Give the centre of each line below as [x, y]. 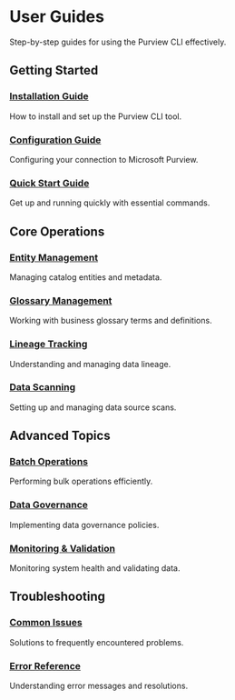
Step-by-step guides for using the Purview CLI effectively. [118, 42]
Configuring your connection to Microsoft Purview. [104, 159]
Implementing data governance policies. [84, 525]
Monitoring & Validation [63, 548]
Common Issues [46, 623]
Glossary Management [61, 300]
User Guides [57, 17]
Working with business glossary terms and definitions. [111, 321]
